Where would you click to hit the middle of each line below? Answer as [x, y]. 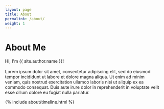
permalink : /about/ [25, 19]
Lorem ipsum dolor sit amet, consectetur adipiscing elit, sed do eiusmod [78, 72]
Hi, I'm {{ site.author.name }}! [35, 61]
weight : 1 [15, 23]
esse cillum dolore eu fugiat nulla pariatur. [47, 93]
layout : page [18, 10]
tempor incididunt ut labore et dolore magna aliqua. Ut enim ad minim [75, 77]
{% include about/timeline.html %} [40, 102]
